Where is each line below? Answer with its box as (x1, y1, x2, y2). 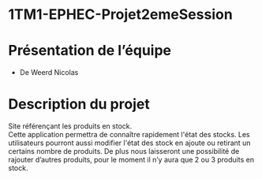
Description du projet (8, 95, 150, 114)
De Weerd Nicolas (19, 68, 79, 77)
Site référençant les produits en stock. (8, 121, 133, 131)
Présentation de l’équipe (8, 42, 172, 60)
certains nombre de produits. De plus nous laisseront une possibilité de (8, 147, 240, 156)
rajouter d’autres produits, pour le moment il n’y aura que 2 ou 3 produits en (8, 155, 255, 165)
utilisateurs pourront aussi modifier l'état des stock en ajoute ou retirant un (8, 138, 251, 147)
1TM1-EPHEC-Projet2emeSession (8, 6, 233, 24)
